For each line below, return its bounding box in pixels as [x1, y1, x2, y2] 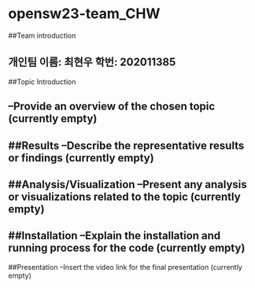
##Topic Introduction [8, 76, 76, 87]
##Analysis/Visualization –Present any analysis [8, 178, 247, 191]
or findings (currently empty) [8, 151, 155, 164]
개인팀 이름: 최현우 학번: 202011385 [8, 56, 176, 69]
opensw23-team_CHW [8, 5, 161, 23]
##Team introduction [8, 31, 76, 40]
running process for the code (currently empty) [8, 242, 246, 255]
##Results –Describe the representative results [8, 138, 245, 152]
